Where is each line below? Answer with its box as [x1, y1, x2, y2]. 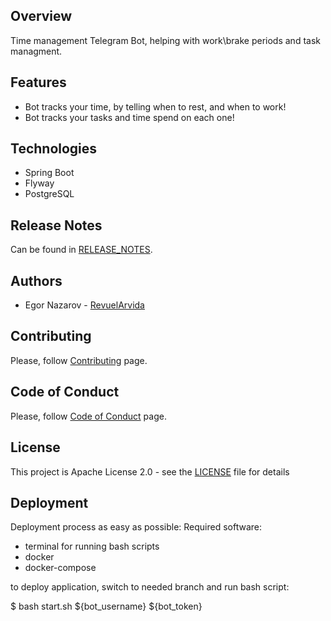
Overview [10, 8, 73, 25]
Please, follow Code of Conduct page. [10, 410, 167, 422]
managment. [10, 45, 63, 57]
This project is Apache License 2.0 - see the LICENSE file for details [10, 465, 290, 478]
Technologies [10, 140, 98, 158]
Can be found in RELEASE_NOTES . [10, 244, 153, 256]
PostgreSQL [24, 188, 75, 200]
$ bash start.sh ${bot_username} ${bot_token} [10, 600, 203, 613]
